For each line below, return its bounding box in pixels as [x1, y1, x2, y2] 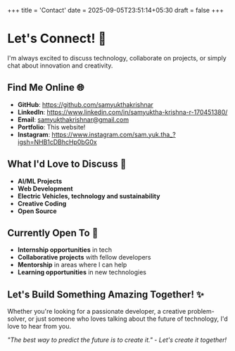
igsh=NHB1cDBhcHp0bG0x [17, 137, 97, 146]
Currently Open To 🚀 [7, 226, 99, 238]
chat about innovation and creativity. [7, 61, 113, 70]
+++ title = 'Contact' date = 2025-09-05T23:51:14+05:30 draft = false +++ [7, 6, 224, 14]
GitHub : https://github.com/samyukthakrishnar [17, 100, 153, 108]
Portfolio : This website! [17, 122, 86, 131]
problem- [187, 307, 215, 316]
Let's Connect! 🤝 [7, 31, 107, 46]
